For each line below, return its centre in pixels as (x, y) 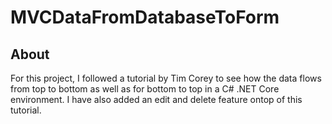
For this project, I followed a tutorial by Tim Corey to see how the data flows (166, 78)
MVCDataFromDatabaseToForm (145, 17)
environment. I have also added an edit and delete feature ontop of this (156, 99)
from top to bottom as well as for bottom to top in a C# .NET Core (145, 89)
